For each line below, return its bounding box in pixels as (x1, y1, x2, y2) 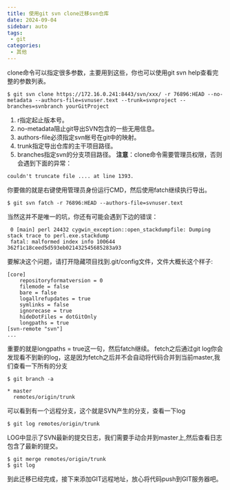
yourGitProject (65, 103, 109, 110)
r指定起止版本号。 (17, 115, 69, 124)
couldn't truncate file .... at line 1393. (7, 173, 134, 179)
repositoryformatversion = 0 (19, 277, 103, 284)
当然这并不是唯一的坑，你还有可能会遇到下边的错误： (7, 212, 158, 221)
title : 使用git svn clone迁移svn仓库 (7, 10, 109, 17)
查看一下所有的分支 (12, 362, 67, 370)
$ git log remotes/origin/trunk (7, 420, 100, 427)
